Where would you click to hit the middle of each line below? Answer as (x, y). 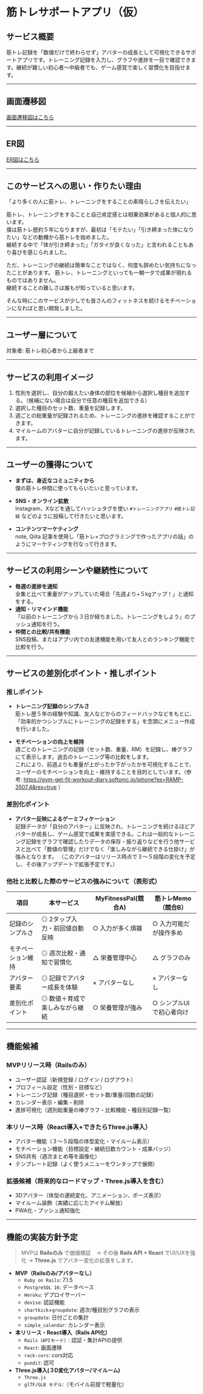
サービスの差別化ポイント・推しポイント (82, 673)
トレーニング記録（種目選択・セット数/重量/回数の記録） (86, 1095)
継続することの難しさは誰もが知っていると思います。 (72, 288)
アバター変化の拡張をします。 (99, 1260)
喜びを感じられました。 (40, 252)
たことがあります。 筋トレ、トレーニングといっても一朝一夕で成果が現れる (99, 273)
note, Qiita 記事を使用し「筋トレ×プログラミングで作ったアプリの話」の (105, 536)
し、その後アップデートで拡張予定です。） (66, 864)
